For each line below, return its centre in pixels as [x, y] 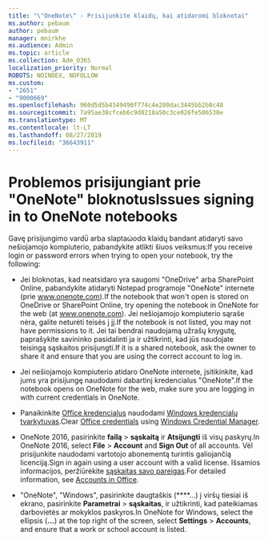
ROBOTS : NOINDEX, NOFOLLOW [53, 75]
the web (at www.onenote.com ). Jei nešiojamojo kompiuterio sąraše [132, 314]
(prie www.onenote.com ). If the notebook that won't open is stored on [134, 297]
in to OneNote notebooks [93, 216]
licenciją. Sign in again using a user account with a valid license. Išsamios [140, 463]
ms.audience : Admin [41, 46]
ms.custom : [26, 83]
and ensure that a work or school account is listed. [103, 530]
